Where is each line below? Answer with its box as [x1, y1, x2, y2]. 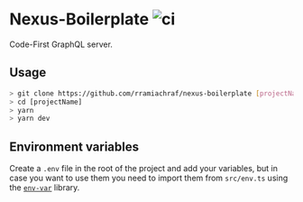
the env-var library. [9, 182, 80, 193]
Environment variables [9, 139, 140, 154]
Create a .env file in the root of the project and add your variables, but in [9, 163, 278, 174]
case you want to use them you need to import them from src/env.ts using [9, 172, 289, 184]
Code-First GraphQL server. [9, 39, 113, 50]
